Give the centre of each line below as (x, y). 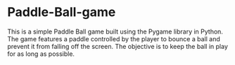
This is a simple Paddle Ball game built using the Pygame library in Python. (115, 31)
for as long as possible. (41, 54)
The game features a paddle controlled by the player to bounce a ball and (114, 38)
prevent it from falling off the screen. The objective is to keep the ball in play (118, 46)
